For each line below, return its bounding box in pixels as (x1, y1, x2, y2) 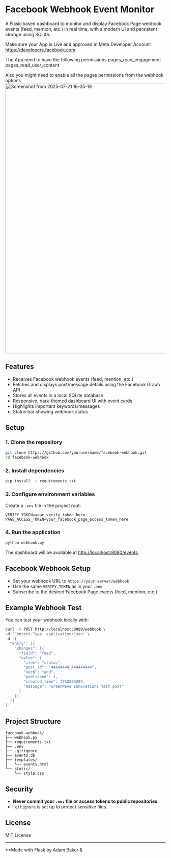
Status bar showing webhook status (12, 408, 88, 414)
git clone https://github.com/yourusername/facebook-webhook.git (5, 450, 147, 455)
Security (5, 784, 33, 793)
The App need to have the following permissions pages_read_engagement (5, 56, 161, 62)
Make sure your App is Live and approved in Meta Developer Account (5, 41, 151, 47)
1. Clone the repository (5, 438, 63, 446)
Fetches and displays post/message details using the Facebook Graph (12, 381, 160, 387)
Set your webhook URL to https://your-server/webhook (12, 577, 129, 584)
